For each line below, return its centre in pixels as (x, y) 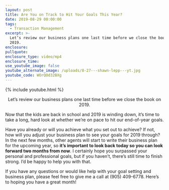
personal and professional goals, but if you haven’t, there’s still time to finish (84, 156)
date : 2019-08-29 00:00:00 (33, 19)
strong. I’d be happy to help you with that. (48, 161)
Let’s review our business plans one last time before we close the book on (84, 99)
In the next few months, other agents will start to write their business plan (81, 140)
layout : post (19, 10)
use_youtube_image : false (32, 66)
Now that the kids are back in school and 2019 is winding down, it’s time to (82, 114)
